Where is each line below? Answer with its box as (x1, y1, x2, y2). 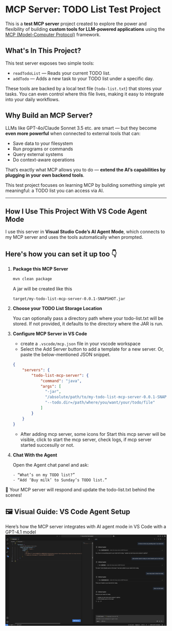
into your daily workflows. (5, 96, 60, 102)
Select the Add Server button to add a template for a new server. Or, (20, 346, 164, 352)
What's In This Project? (5, 46, 81, 55)
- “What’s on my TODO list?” (12, 472, 75, 477)
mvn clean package (12, 276, 52, 282)
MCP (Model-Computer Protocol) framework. (5, 31, 101, 37)
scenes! (5, 492, 22, 498)
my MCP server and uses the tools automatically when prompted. (5, 234, 143, 240)
